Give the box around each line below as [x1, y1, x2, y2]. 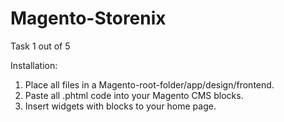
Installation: [10, 59, 58, 71]
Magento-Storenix [10, 7, 167, 30]
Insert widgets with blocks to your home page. [24, 100, 217, 112]
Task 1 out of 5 [10, 40, 71, 52]
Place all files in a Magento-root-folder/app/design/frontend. [24, 78, 275, 91]
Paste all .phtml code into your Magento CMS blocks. [24, 89, 244, 101]
